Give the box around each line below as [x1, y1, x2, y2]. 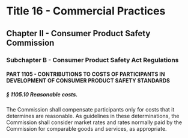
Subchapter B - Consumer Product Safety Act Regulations [6, 55, 179, 64]
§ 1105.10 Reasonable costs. [6, 90, 78, 98]
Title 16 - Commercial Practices [6, 4, 166, 18]
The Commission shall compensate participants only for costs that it [6, 106, 175, 113]
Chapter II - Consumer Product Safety [6, 28, 151, 39]
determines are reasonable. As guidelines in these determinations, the [6, 113, 180, 120]
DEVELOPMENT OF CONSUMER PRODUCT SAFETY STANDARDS [6, 77, 170, 84]
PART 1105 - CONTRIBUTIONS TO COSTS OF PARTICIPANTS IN [6, 71, 165, 78]
